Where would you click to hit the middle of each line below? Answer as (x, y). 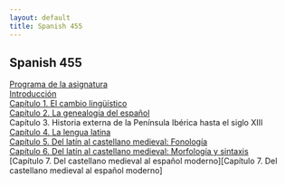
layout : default (40, 18)
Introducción (33, 94)
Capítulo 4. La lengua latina (60, 133)
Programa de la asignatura (59, 84)
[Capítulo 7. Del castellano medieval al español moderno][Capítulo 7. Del (143, 161)
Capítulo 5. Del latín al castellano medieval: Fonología (109, 142)
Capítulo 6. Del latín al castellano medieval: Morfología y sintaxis (129, 152)
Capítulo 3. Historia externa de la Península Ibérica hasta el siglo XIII (136, 123)
